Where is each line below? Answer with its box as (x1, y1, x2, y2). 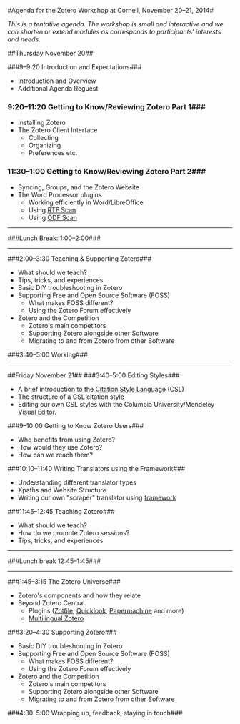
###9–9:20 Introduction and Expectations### (7, 63, 142, 71)
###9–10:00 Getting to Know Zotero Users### (7, 421, 144, 430)
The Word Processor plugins (17, 190, 102, 199)
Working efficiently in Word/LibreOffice (28, 198, 144, 207)
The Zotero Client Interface (17, 126, 98, 134)
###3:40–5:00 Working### (7, 350, 88, 359)
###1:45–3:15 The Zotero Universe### (7, 577, 121, 585)
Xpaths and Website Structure (17, 485, 107, 494)
